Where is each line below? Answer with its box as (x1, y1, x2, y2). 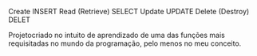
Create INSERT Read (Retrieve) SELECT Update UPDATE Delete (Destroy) (8, 7, 250, 16)
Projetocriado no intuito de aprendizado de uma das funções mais (8, 31, 225, 39)
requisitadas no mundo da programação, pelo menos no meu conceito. (8, 39, 242, 48)
